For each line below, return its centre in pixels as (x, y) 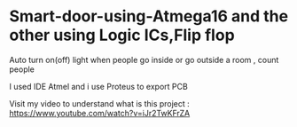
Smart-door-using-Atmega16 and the (149, 16)
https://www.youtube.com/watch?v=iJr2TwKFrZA (100, 113)
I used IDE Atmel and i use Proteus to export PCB (98, 86)
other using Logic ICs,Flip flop (122, 35)
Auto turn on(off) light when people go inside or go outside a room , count (144, 60)
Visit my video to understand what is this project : (100, 103)
